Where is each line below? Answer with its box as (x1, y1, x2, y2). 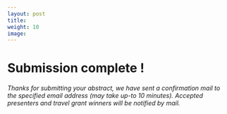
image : (7, 30, 27, 37)
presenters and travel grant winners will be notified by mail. (7, 99, 180, 108)
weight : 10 (7, 23, 39, 30)
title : (7, 17, 27, 24)
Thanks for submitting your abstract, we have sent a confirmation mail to (7, 84, 221, 92)
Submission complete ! (7, 61, 145, 76)
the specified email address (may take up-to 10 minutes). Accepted (7, 91, 203, 100)
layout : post (7, 10, 46, 18)
